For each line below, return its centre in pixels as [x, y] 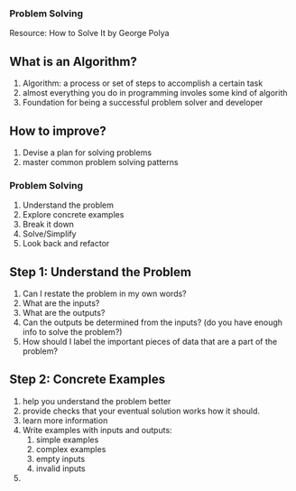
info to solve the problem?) [72, 332]
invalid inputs [60, 468]
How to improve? [58, 130]
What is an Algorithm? [73, 61]
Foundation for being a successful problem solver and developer [143, 103]
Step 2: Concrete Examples [87, 380]
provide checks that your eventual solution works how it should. [141, 411]
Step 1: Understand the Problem [101, 272]
